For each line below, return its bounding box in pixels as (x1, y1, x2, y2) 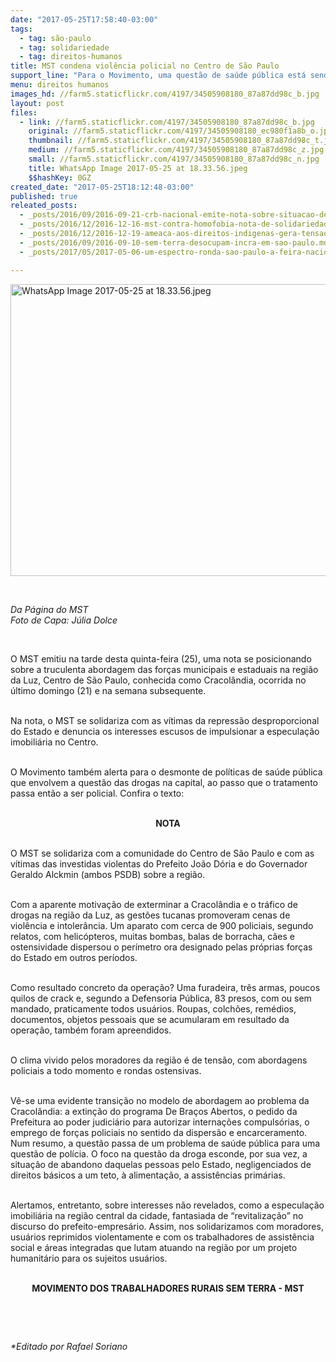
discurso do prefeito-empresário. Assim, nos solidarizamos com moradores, (10, 1220, 324, 1232)
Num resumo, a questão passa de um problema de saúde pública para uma (10, 1137, 321, 1149)
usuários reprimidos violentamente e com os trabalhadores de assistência (10, 1231, 315, 1243)
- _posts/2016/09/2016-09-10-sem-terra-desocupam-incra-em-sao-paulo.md (19, 237, 329, 248)
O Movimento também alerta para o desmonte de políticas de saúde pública (10, 766, 323, 778)
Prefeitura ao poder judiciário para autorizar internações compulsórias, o (10, 1116, 310, 1128)
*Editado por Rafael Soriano (10, 1340, 128, 1352)
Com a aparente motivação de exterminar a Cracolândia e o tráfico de (10, 898, 298, 910)
